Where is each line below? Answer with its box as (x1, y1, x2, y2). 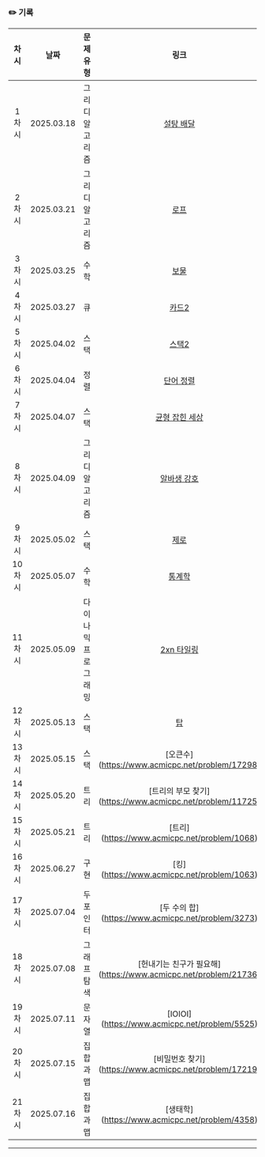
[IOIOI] (166, 1008, 192, 1019)
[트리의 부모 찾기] (148, 785, 211, 796)
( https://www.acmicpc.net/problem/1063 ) (101, 869, 258, 880)
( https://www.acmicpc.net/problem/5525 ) (101, 1019, 258, 1030)
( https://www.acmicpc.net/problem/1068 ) (101, 833, 258, 844)
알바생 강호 (160, 473, 200, 484)
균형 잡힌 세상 (155, 412, 203, 423)
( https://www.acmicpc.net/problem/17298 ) (98, 759, 261, 770)
